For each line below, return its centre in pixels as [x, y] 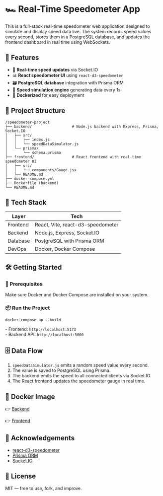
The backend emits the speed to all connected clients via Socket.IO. [82, 376]
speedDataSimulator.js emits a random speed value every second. [81, 365]
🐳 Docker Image [30, 396]
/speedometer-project [28, 122]
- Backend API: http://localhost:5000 [44, 335]
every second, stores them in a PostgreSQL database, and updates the [78, 37]
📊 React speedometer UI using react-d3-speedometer [68, 75]
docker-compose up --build [33, 320]
